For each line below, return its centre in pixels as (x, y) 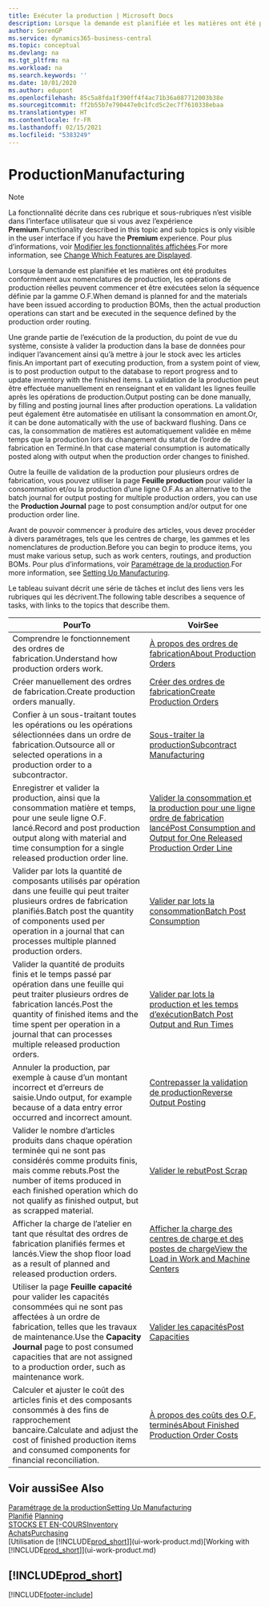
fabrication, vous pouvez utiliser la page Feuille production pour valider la (130, 480)
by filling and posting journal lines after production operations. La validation (133, 405)
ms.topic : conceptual (44, 46)
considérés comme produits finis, (75, 1161)
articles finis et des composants (72, 1399)
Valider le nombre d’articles (64, 1130)
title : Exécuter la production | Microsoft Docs (91, 16)
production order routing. (50, 321)
